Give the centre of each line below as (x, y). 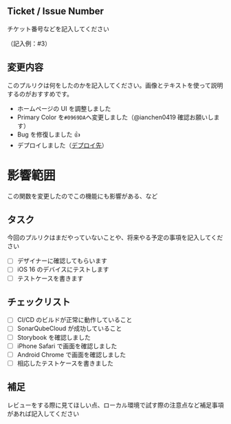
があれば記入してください (43, 414)
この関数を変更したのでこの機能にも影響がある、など (82, 196)
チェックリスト (39, 302)
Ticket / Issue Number (56, 11)
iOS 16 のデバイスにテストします (63, 270)
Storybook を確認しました (54, 337)
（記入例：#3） (29, 43)
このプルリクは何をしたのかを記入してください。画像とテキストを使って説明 (115, 85)
